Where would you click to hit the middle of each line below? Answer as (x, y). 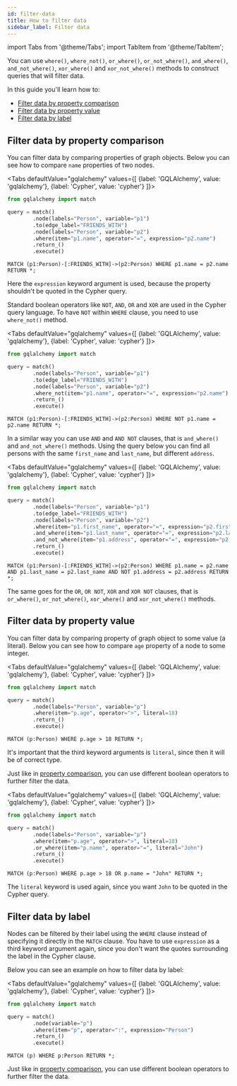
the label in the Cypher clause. (52, 956)
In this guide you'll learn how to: (54, 90)
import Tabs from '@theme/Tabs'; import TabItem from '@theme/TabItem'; (116, 47)
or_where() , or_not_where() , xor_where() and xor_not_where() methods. (112, 599)
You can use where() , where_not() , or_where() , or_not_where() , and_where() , (118, 61)
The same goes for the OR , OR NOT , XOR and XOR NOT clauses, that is (103, 591)
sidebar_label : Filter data (49, 27)
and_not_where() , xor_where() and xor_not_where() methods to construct (113, 69)
